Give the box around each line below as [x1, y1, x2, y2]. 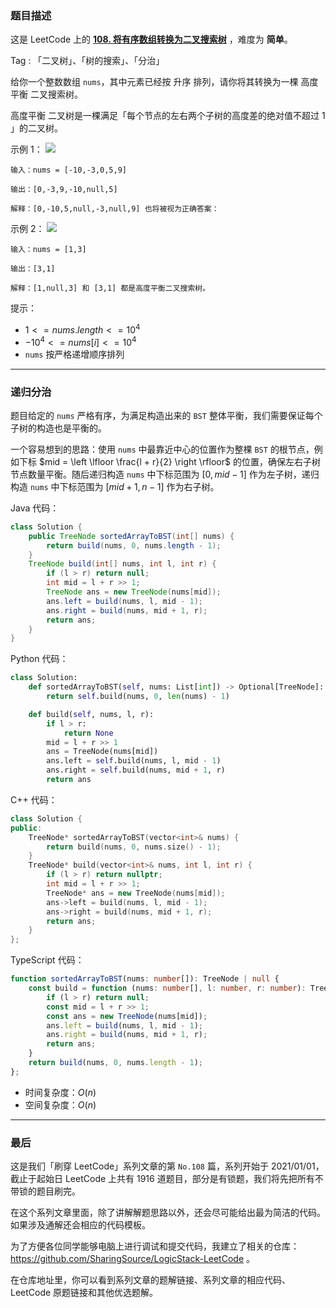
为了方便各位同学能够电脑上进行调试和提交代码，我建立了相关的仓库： [10, 1240, 300, 1252]
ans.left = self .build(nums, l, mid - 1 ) [46, 756, 222, 766]
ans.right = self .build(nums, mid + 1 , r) [46, 765, 226, 776]
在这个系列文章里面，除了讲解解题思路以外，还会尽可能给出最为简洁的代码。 [10, 1207, 326, 1219]
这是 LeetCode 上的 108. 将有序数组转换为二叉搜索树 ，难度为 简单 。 [10, 33, 293, 46]
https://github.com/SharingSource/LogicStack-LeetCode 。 [10, 1253, 255, 1265]
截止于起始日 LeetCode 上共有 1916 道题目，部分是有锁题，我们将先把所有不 [10, 1173, 324, 1185]
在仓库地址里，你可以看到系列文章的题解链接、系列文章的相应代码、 [10, 1274, 291, 1286]
